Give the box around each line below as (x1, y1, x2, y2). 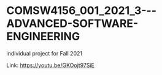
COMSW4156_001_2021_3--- (6, 4, 156, 18)
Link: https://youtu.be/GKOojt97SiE (6, 62, 95, 69)
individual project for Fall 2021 (6, 49, 83, 57)
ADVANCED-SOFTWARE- (6, 16, 139, 30)
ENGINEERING (6, 30, 80, 43)
